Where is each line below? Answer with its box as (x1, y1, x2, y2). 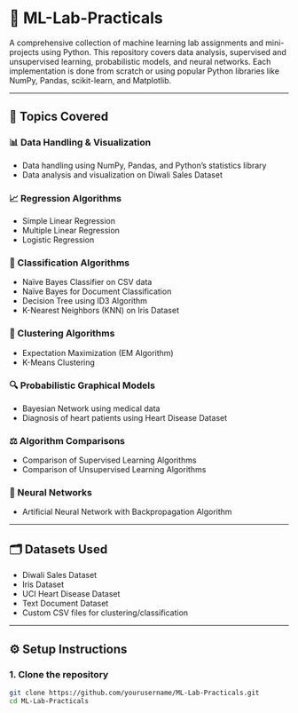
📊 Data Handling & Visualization (9, 137, 152, 149)
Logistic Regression (21, 234, 95, 245)
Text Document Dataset (21, 598, 109, 609)
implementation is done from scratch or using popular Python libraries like (9, 66, 279, 76)
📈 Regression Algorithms (9, 192, 122, 204)
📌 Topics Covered (9, 109, 109, 124)
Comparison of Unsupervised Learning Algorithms (21, 464, 207, 475)
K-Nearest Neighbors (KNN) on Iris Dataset (21, 305, 180, 316)
